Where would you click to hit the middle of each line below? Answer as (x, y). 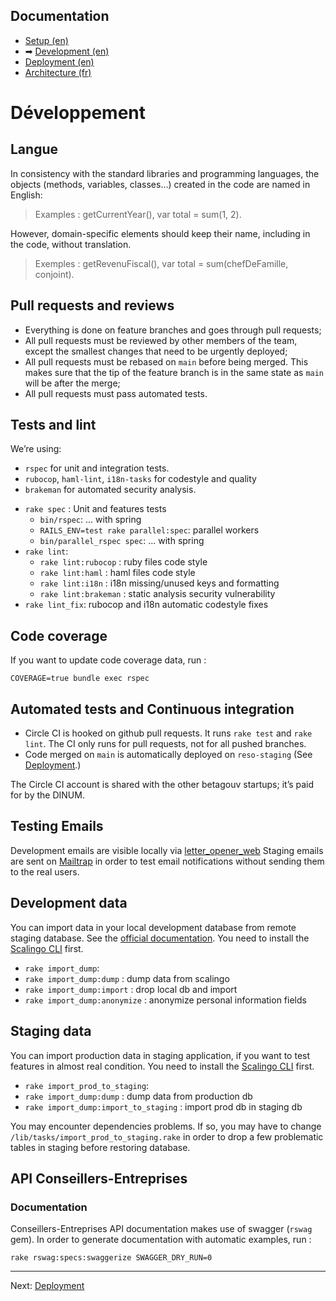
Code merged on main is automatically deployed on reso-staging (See (168, 755)
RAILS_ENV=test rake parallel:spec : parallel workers (149, 530)
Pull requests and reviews (92, 305)
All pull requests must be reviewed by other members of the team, (161, 340)
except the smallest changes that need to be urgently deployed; (156, 351)
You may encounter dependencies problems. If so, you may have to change (166, 1126)
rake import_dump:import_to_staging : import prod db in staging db (163, 1106)
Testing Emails (57, 826)
